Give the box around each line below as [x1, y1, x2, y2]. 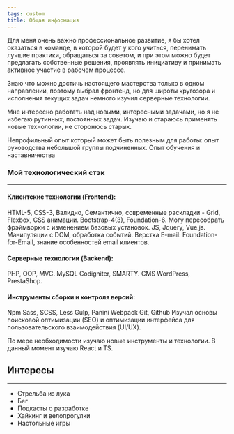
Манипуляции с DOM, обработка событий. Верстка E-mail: [7, 231, 181, 239]
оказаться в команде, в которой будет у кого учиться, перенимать [7, 43, 207, 52]
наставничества [7, 151, 56, 159]
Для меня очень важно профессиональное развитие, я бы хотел [7, 36, 200, 44]
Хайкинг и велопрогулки [17, 412, 91, 420]
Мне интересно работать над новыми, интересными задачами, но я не [7, 107, 219, 116]
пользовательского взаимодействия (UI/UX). [7, 323, 141, 331]
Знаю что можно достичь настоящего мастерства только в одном [7, 79, 205, 87]
